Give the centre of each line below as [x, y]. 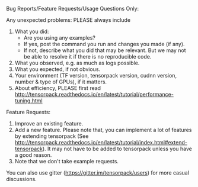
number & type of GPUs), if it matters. [61, 82]
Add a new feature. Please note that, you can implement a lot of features [103, 130]
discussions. [21, 179]
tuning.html [28, 101]
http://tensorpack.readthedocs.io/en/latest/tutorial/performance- [94, 94]
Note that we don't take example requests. [66, 161]
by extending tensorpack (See [52, 136]
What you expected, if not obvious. [58, 69]
